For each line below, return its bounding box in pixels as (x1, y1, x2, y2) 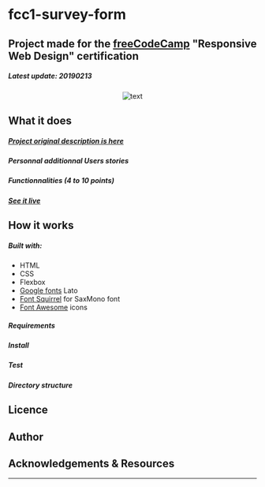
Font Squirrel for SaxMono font (19, 294, 121, 304)
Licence (8, 403, 49, 417)
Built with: (8, 241, 43, 250)
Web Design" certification (8, 49, 140, 62)
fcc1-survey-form (8, 6, 126, 24)
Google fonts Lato (19, 286, 78, 295)
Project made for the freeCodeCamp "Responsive (8, 37, 257, 51)
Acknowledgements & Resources (8, 456, 175, 470)
